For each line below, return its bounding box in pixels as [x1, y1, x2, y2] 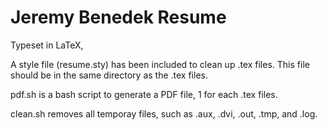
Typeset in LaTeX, [10, 39, 84, 51]
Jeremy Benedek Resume [10, 6, 227, 29]
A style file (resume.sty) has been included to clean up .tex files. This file [10, 58, 310, 70]
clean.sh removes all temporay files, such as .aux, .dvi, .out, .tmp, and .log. [10, 107, 318, 120]
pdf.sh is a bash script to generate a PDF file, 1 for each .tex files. [10, 88, 278, 100]
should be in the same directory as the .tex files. [10, 69, 208, 81]
